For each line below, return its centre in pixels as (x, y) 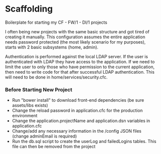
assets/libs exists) (30, 106)
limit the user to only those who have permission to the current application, (80, 67)
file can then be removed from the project (54, 147)
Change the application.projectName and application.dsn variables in (81, 121)
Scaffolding (29, 9)
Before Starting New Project (39, 90)
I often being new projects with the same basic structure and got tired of (77, 31)
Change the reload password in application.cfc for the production (77, 110)
